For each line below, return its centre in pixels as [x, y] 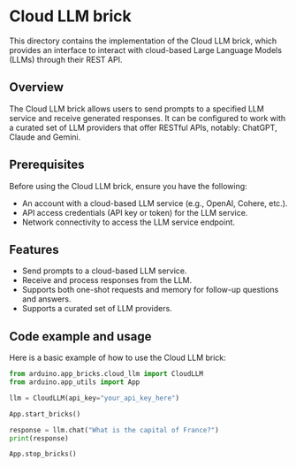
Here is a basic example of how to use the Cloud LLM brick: [118, 358]
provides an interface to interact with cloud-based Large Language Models [146, 50]
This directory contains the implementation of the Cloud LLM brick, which [143, 41]
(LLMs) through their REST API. [66, 59]
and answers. [47, 299]
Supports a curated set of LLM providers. [97, 309]
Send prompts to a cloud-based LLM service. [104, 271]
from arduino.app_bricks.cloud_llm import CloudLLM [106, 374]
